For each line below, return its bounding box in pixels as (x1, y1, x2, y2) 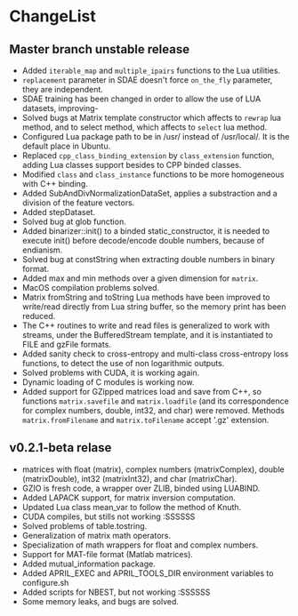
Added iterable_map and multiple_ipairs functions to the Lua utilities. (21, 65, 281, 76)
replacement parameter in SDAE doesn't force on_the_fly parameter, (21, 75, 273, 85)
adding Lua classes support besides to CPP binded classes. (21, 160, 242, 170)
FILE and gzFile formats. (21, 340, 111, 349)
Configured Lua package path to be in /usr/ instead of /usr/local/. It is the (21, 132, 290, 141)
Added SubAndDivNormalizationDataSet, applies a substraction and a (21, 188, 278, 198)
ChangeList (9, 6, 96, 27)
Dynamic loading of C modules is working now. (21, 377, 195, 388)
